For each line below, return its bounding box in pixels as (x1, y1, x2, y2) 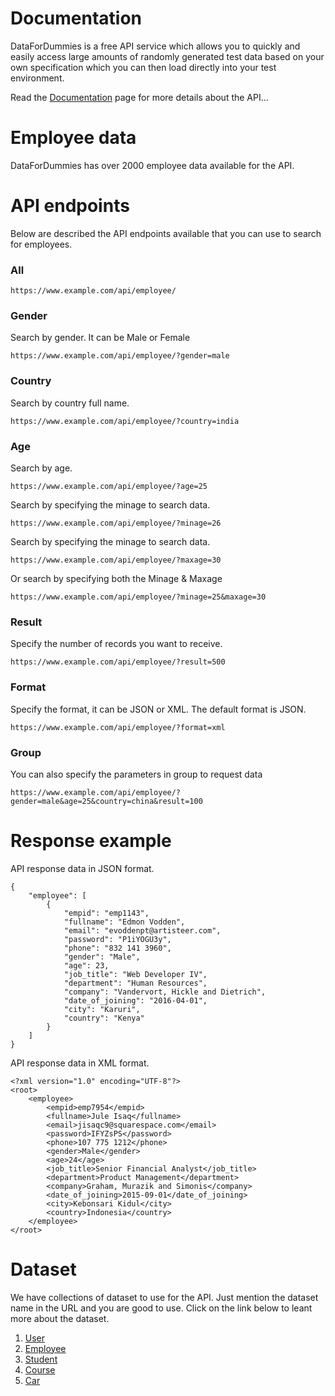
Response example (10, 830, 172, 852)
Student (24, 1353, 58, 1365)
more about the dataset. (10, 1312, 110, 1324)
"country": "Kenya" (63, 1013, 145, 1023)
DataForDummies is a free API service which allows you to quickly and (10, 40, 301, 52)
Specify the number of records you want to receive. (10, 638, 223, 650)
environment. (10, 72, 65, 84)
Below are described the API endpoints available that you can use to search (10, 227, 322, 239)
